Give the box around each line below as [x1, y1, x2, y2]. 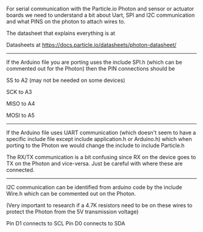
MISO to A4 [6, 100, 35, 107]
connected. [6, 166, 35, 174]
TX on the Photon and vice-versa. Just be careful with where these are [6, 160, 183, 167]
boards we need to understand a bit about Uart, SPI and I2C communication [6, 11, 195, 19]
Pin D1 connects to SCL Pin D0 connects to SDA [6, 220, 126, 227]
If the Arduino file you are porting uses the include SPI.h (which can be [6, 58, 182, 66]
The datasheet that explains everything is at [6, 30, 115, 37]
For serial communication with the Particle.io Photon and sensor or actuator [6, 5, 195, 12]
